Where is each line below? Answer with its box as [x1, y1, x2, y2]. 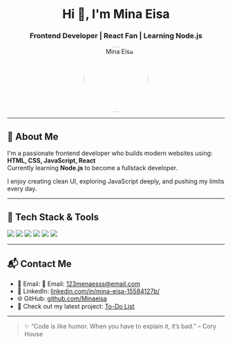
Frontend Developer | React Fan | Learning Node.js [30, 31, 202, 41]
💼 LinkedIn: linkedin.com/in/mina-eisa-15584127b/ [17, 287, 160, 295]
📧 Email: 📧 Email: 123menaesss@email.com [17, 280, 140, 288]
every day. [7, 185, 37, 193]
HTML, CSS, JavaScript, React [7, 156, 96, 165]
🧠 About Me [7, 131, 59, 143]
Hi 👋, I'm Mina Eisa [61, 6, 171, 22]
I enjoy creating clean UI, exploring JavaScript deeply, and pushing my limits [7, 177, 224, 185]
